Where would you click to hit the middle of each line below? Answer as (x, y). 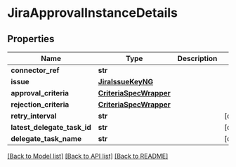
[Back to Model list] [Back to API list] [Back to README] (88, 156)
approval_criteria (40, 93)
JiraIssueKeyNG (125, 82)
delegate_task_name (46, 139)
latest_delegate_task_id (51, 127)
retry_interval (34, 116)
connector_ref (35, 70)
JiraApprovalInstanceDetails (92, 13)
